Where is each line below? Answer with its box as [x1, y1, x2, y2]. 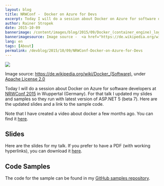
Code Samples [5, 162, 50, 170]
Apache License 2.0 [5, 76, 45, 82]
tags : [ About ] [5, 44, 34, 48]
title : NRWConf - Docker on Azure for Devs [5, 12, 97, 17]
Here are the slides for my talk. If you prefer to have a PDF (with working [5, 143, 150, 149]
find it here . [5, 116, 28, 121]
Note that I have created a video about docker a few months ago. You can [5, 111, 153, 116]
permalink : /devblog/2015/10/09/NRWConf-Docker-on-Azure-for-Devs [5, 48, 143, 53]
